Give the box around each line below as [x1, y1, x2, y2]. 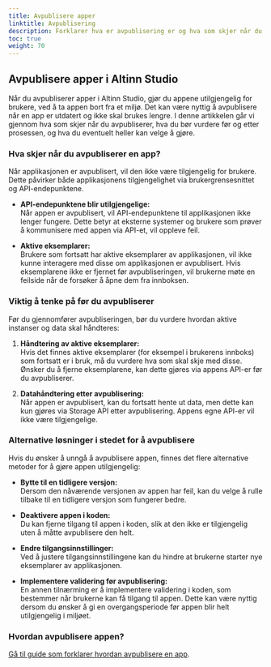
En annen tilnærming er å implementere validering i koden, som [19, 584, 231, 594]
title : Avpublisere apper [8, 11, 95, 20]
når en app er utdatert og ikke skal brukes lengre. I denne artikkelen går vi [8, 110, 255, 120]
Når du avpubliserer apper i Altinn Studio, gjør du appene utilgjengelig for [8, 93, 253, 103]
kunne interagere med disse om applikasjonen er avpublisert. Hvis [19, 259, 241, 268]
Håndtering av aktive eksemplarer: [19, 338, 140, 348]
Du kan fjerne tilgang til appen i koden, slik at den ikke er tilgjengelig [19, 519, 248, 528]
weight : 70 [8, 42, 45, 50]
